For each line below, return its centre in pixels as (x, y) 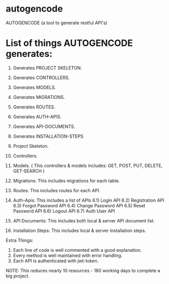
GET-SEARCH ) (29, 171)
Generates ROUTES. (34, 107)
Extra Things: (19, 240)
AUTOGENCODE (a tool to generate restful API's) (57, 23)
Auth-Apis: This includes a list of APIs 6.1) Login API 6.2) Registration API (89, 200)
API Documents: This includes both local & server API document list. (84, 220)
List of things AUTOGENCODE (69, 43)
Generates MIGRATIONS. (39, 97)
